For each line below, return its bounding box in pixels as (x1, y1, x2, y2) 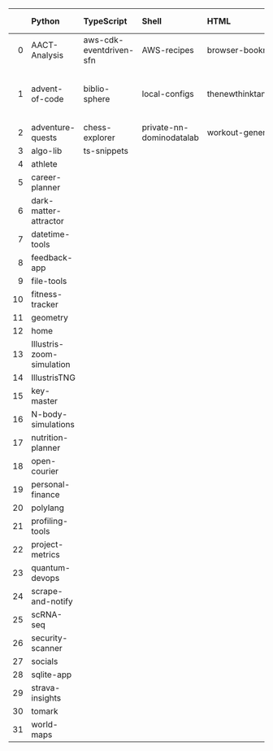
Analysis (31, 50, 63, 60)
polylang (31, 502, 65, 513)
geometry (31, 312, 69, 323)
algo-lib (31, 146, 63, 156)
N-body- (31, 408, 67, 420)
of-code (31, 94, 64, 104)
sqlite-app (31, 669, 72, 680)
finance (31, 489, 60, 500)
